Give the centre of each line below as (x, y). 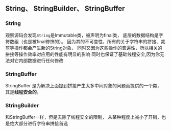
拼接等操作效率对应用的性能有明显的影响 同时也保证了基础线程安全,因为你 (82, 54)
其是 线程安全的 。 (23, 92)
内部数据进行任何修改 (41, 60)
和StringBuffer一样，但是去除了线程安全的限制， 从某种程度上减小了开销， (83, 117)
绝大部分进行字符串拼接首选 (39, 123)
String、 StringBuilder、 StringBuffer (65, 9)
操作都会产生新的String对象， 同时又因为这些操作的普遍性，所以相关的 (88, 48)
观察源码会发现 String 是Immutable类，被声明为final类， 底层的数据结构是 (82, 35)
